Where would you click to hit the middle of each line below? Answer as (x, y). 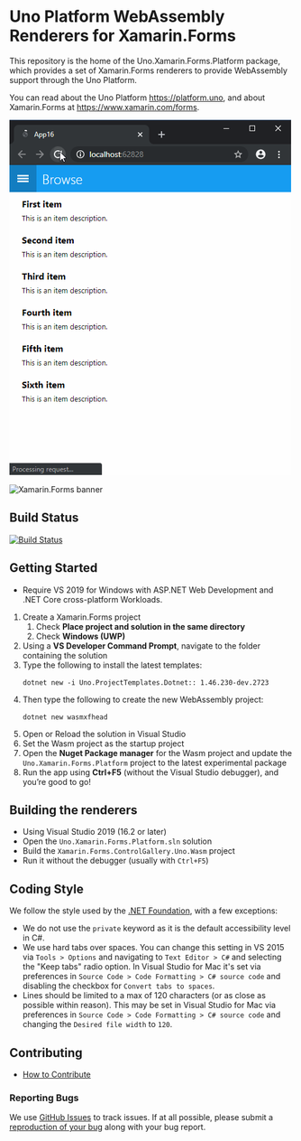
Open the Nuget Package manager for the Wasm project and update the (157, 753)
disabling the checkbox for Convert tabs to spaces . (119, 986)
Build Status (44, 518)
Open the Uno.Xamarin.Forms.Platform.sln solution (117, 841)
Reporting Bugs (44, 1098)
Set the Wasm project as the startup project (103, 744)
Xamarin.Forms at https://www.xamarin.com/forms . (105, 107)
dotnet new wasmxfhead (65, 717)
